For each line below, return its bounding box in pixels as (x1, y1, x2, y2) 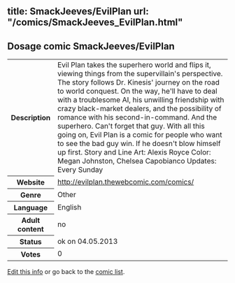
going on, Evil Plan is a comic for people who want (57, 130, 222, 140)
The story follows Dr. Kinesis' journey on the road (57, 78, 220, 87)
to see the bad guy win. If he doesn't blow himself (57, 139, 221, 149)
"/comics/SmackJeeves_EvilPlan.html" (7, 17, 183, 29)
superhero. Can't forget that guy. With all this (57, 122, 205, 131)
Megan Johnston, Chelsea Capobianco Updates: (57, 157, 217, 166)
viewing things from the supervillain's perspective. (57, 69, 223, 79)
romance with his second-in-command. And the (57, 113, 218, 122)
